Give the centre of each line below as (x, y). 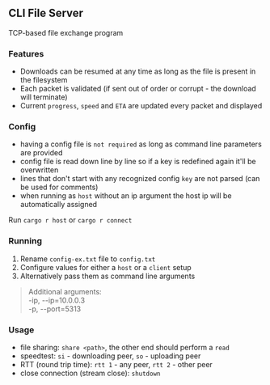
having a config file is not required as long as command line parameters (141, 144)
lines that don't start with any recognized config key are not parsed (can (140, 179)
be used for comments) (59, 187)
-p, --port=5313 (55, 309)
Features (26, 53)
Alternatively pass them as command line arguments (108, 276)
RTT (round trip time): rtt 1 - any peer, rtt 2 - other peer (116, 364)
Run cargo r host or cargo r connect (70, 220)
